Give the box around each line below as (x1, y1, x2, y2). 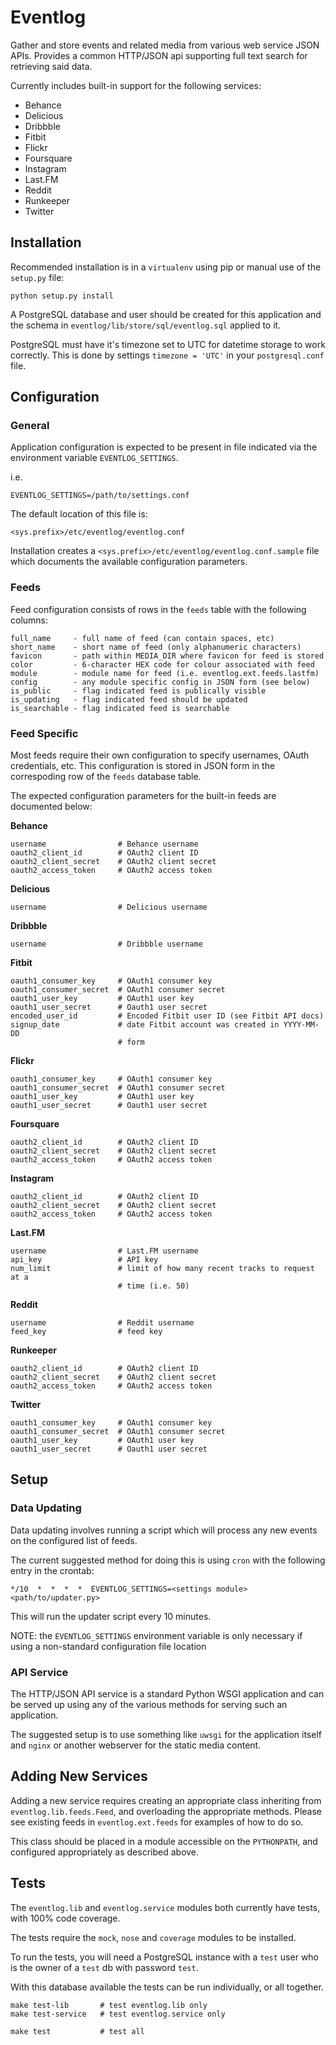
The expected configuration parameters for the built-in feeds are (10, 790, 277, 802)
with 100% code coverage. (10, 1912, 121, 1924)
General (10, 419, 50, 433)
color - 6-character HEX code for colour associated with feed (10, 659, 315, 670)
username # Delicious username (10, 902, 208, 913)
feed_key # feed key (10, 1327, 163, 1337)
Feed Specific (10, 726, 79, 740)
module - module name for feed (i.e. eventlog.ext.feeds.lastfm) (10, 668, 320, 678)
